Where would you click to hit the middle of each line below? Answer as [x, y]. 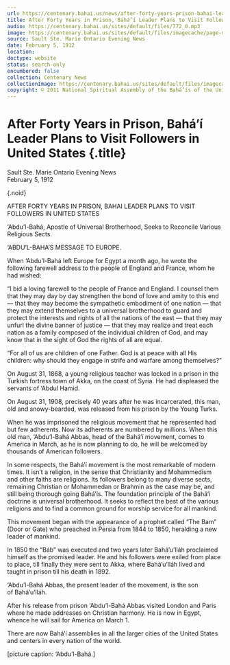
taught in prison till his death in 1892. [59, 572]
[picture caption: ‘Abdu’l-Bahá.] [51, 654]
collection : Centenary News [47, 77]
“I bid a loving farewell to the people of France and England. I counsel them [113, 289]
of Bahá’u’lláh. [27, 592]
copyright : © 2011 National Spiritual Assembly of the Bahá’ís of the [110, 90]
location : [21, 52]
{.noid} [17, 193]
